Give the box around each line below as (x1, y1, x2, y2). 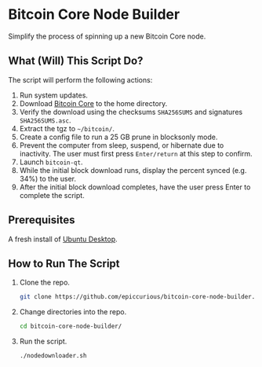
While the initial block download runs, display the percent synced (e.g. (19, 165, 247, 174)
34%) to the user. (19, 174, 77, 183)
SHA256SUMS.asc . (19, 116, 72, 125)
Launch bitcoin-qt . (19, 157, 83, 167)
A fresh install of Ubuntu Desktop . (8, 234, 118, 244)
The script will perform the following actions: (8, 75, 153, 84)
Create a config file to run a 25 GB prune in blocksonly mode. (19, 132, 218, 141)
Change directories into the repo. (19, 307, 127, 317)
